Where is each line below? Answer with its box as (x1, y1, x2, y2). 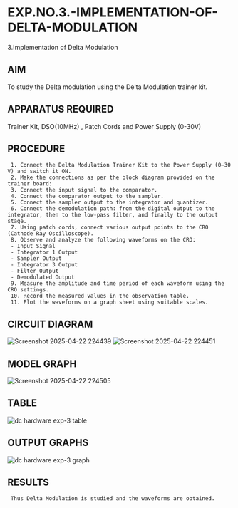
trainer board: (7, 180, 53, 187)
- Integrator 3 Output (10, 261, 78, 269)
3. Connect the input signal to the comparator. (10, 187, 158, 194)
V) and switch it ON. (7, 168, 72, 175)
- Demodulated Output (10, 274, 75, 281)
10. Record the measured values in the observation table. (10, 293, 190, 300)
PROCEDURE (7, 142, 66, 155)
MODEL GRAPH (7, 358, 77, 370)
